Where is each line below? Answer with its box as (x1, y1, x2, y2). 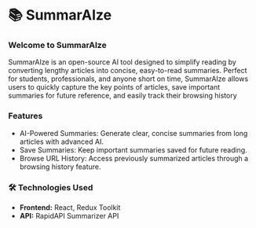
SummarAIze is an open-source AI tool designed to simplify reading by (8, 57, 237, 67)
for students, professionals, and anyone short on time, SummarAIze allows (8, 74, 249, 83)
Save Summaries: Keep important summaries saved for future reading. (19, 145, 247, 154)
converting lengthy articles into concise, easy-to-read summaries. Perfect (8, 66, 247, 75)
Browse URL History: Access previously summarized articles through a (19, 153, 249, 163)
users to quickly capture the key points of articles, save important (8, 83, 221, 92)
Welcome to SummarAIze (8, 40, 108, 51)
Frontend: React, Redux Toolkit (19, 203, 121, 212)
